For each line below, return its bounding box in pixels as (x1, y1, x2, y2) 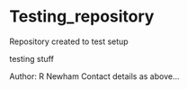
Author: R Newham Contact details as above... (9, 70, 180, 82)
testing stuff (9, 53, 54, 64)
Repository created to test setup (9, 36, 129, 47)
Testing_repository (9, 6, 155, 27)
